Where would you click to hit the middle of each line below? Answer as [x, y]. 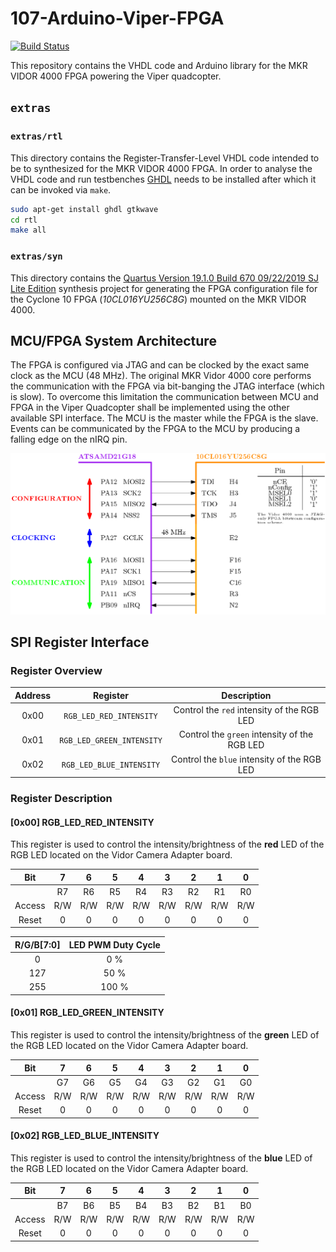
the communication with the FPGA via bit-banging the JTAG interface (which [167, 386]
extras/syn [36, 256]
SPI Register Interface [80, 642]
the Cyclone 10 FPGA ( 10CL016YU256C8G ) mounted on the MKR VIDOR [158, 299]
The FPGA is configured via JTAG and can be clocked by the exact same [160, 365]
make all [28, 230]
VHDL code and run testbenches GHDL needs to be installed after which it [163, 179]
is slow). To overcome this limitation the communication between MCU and [164, 397]
